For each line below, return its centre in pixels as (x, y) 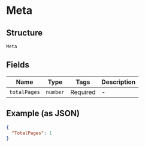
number (55, 92)
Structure (25, 33)
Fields (18, 65)
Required (83, 92)
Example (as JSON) (43, 114)
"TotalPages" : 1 (32, 133)
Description (119, 82)
